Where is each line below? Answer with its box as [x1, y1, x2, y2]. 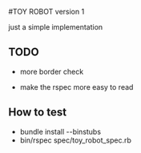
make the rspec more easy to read [19, 82, 134, 91]
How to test [8, 106, 66, 119]
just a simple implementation [8, 22, 103, 31]
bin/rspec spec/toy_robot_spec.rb [19, 135, 132, 145]
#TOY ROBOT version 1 [8, 7, 85, 16]
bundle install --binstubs [19, 127, 102, 136]
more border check [19, 66, 84, 76]
